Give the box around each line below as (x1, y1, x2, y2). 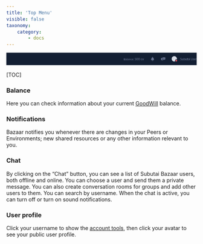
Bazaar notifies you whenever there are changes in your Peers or (6, 128, 168, 136)
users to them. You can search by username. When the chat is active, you (6, 189, 190, 196)
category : (17, 29, 42, 35)
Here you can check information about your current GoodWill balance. (6, 100, 181, 107)
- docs (28, 35, 45, 42)
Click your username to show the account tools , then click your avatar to (6, 224, 187, 231)
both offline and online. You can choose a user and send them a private (6, 177, 184, 184)
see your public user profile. (6, 231, 77, 238)
